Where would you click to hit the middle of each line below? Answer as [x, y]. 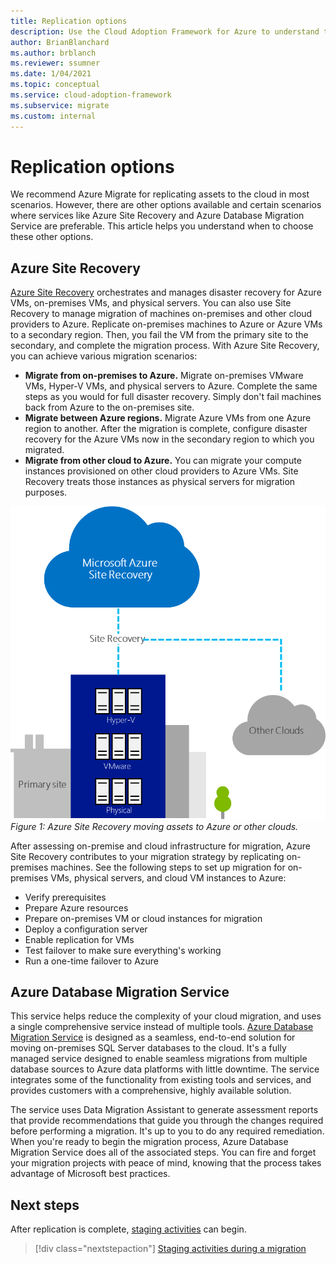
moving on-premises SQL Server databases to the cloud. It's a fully [148, 1048]
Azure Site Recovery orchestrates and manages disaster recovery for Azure [166, 292]
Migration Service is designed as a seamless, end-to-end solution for [153, 1037]
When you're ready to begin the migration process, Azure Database [149, 1142]
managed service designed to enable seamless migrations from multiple [159, 1059]
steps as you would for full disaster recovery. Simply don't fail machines [173, 397]
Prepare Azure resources [76, 907]
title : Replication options [69, 21]
